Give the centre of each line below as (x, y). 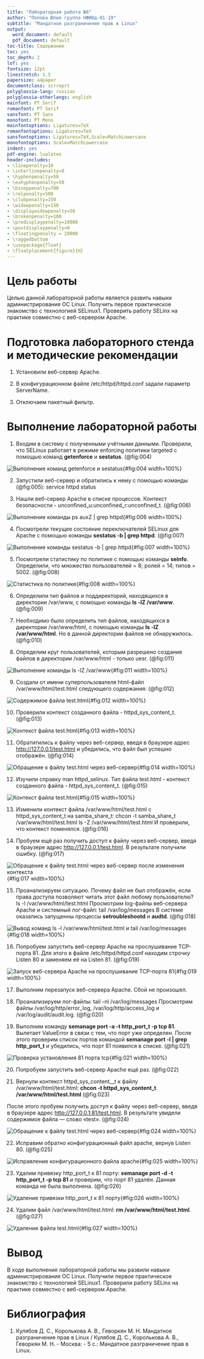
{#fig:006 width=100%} (152, 517)
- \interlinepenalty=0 (36, 171)
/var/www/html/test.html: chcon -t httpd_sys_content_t (86, 1088)
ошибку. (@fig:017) (40, 854)
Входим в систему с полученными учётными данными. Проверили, (104, 444)
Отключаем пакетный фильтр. (55, 402)
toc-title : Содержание (36, 46)
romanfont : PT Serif (33, 109)
